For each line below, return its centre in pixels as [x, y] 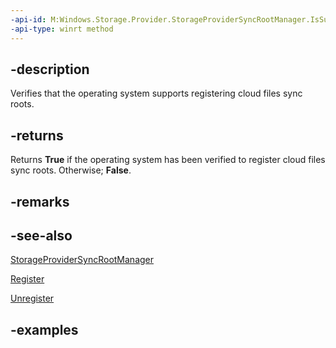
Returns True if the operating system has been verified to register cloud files [168, 160]
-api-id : [28, 19]
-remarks [40, 201]
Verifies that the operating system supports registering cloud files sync [156, 93]
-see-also [41, 235]
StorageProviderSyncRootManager [82, 260]
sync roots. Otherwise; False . [71, 170]
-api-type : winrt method [62, 29]
